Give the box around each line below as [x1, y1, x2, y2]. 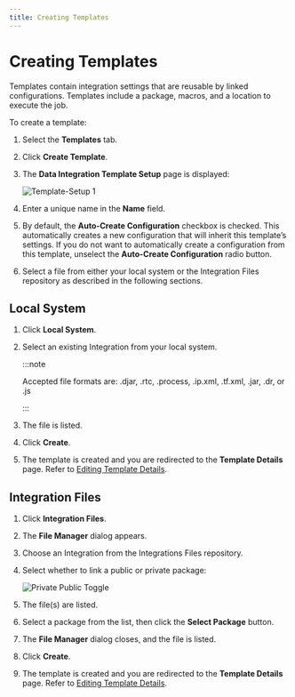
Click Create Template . [21, 151, 108, 162]
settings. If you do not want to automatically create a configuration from [21, 239, 286, 250]
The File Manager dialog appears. [21, 531, 147, 541]
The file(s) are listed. [21, 599, 99, 610]
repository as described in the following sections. [21, 275, 203, 285]
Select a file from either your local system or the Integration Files [21, 266, 259, 276]
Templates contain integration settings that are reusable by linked [9, 81, 249, 92]
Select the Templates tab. [21, 134, 118, 145]
